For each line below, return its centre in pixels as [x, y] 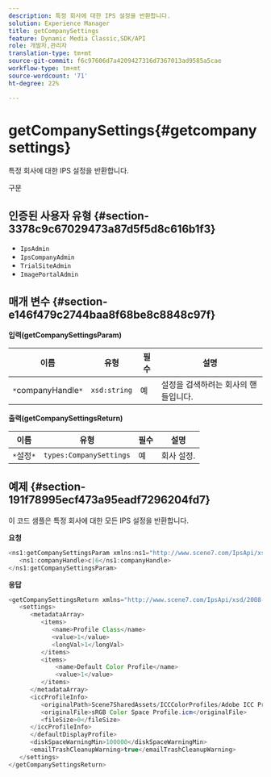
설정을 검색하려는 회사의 [204, 385]
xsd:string [112, 391]
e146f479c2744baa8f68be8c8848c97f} [112, 314]
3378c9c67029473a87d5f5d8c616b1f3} [112, 229]
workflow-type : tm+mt [45, 69]
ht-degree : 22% [34, 83]
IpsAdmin [35, 249]
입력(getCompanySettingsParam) [65, 335]
